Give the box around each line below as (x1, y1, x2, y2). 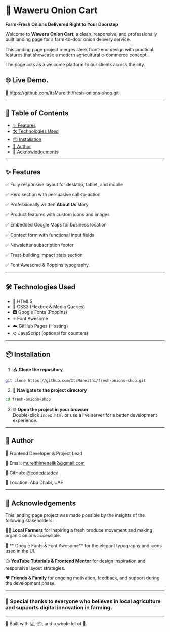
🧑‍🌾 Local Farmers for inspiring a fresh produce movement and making (5, 527, 153, 533)
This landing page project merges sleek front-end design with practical (5, 46, 153, 52)
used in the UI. (5, 548, 36, 554)
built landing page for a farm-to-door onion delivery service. (5, 36, 131, 42)
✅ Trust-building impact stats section (5, 252, 83, 258)
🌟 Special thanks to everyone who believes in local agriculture (5, 598, 161, 605)
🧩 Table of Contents (5, 109, 69, 118)
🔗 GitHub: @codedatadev (5, 470, 58, 476)
